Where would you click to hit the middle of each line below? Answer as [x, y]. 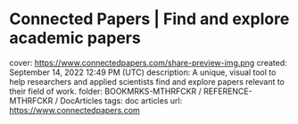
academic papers [75, 38]
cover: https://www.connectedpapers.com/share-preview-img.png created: [148, 62]
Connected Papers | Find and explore [149, 19]
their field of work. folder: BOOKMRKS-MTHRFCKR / [106, 91]
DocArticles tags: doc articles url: [121, 100]
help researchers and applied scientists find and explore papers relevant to [147, 81]
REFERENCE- [228, 91]
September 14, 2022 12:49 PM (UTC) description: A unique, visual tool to [143, 72]
